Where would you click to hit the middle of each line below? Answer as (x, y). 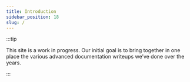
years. (14, 63)
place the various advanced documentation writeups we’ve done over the (95, 57)
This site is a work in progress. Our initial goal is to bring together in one (93, 50)
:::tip (11, 39)
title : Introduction (31, 11)
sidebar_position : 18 (33, 17)
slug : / (16, 22)
